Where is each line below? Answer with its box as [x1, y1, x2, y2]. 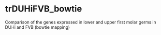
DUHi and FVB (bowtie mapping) [5, 24, 70, 30]
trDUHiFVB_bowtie [5, 3, 82, 14]
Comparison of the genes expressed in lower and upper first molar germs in [5, 19, 156, 25]
